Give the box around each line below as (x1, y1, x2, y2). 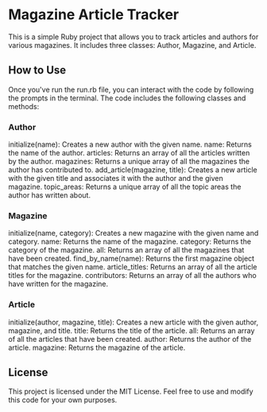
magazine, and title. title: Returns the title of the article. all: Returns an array (8, 325, 255, 335)
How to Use (8, 64, 67, 77)
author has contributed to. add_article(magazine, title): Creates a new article (8, 165, 257, 175)
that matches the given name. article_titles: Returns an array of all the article (8, 262, 257, 272)
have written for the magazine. (8, 279, 109, 288)
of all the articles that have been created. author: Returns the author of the (8, 334, 252, 343)
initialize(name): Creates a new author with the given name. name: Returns (8, 139, 252, 149)
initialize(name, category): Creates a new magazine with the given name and (8, 229, 259, 238)
